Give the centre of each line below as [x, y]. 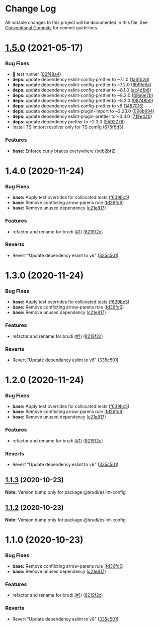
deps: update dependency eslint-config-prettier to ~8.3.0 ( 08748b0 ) [83, 101]
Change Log [31, 9]
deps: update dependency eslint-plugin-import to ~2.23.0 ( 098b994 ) [83, 111]
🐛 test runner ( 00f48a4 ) [37, 74]
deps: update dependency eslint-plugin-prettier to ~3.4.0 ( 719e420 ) [82, 116]
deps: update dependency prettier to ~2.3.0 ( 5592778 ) [69, 122]
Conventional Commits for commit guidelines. [52, 27]
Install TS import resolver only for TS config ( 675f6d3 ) [68, 127]
